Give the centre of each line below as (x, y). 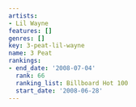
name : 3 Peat (30, 53)
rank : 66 (30, 76)
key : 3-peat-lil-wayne (47, 46)
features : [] (30, 31)
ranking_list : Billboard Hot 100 (72, 83)
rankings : (25, 61)
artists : (23, 16)
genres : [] (27, 38)
